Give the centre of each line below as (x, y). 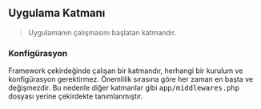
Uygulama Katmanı (57, 13)
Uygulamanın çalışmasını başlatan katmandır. (102, 32)
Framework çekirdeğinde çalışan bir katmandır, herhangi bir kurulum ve (126, 71)
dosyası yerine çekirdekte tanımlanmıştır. (76, 96)
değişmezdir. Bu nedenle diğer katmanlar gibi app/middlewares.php (124, 88)
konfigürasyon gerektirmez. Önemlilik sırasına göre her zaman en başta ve (131, 79)
